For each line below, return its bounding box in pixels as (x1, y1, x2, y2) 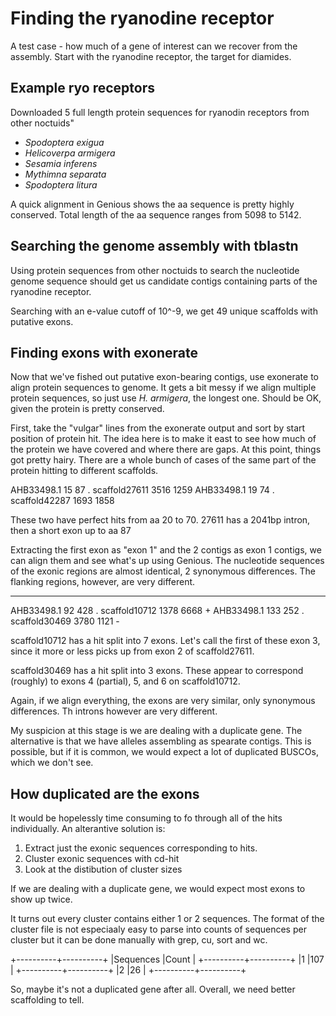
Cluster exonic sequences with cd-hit (24, 853, 180, 865)
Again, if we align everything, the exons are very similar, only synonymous (10, 695, 316, 707)
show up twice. (10, 893, 73, 906)
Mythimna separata (24, 168, 107, 180)
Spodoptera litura (24, 178, 98, 191)
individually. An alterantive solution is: (10, 823, 166, 835)
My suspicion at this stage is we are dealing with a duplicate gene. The (10, 725, 303, 737)
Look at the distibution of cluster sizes (24, 863, 183, 876)
